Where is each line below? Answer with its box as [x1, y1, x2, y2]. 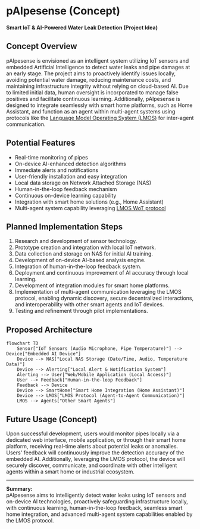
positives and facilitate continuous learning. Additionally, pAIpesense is [6, 95, 180, 102]
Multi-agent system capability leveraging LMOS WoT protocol [14, 204, 166, 211]
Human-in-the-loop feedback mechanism [14, 185, 117, 192]
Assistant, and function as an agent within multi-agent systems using [6, 107, 176, 115]
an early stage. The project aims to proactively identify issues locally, [6, 70, 176, 77]
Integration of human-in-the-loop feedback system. [14, 263, 142, 270]
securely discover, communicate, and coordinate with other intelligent [6, 462, 177, 469]
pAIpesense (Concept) [6, 4, 121, 18]
